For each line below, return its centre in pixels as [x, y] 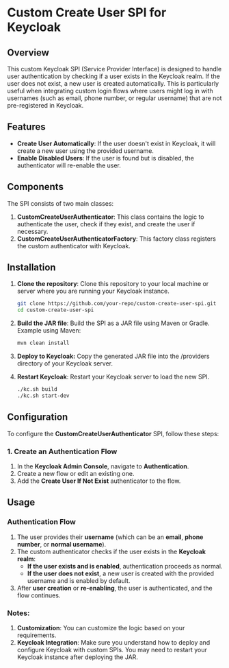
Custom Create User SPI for [87, 13]
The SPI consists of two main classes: [60, 203]
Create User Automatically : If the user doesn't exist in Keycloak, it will [116, 143]
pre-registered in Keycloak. [45, 105]
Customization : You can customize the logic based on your [101, 628]
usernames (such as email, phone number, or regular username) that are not [114, 98]
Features [26, 127]
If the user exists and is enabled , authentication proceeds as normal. [125, 566]
